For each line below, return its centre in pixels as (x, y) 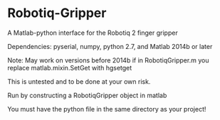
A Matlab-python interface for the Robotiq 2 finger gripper (93, 33)
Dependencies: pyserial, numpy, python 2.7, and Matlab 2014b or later (110, 46)
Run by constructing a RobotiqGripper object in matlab (87, 95)
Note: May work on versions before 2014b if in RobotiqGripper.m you (108, 60)
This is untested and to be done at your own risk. (79, 81)
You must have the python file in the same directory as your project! (107, 109)
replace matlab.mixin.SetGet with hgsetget (70, 67)
